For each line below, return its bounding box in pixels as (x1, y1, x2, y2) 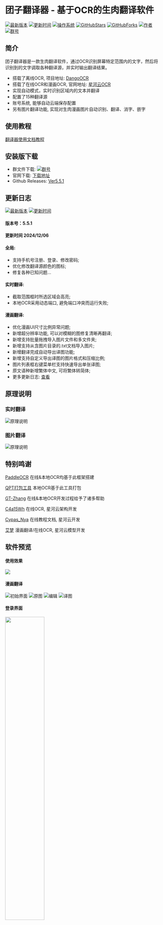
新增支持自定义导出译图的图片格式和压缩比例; (12, 355, 106, 361)
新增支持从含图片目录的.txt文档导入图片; (12, 343, 95, 349)
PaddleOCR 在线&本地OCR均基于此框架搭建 (5, 474, 94, 480)
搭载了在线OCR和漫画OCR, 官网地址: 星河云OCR (12, 81, 111, 87)
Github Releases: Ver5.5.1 (12, 178, 65, 184)
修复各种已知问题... (12, 269, 51, 275)
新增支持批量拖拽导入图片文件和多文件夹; (12, 336, 97, 342)
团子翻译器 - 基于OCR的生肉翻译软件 (5, 4, 155, 16)
